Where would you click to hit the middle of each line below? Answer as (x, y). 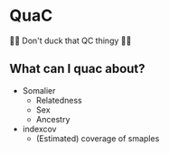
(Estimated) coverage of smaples (98, 138)
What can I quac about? (78, 69)
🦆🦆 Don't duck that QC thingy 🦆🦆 (70, 40)
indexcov (39, 129)
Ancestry (53, 119)
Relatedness (59, 100)
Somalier (39, 90)
